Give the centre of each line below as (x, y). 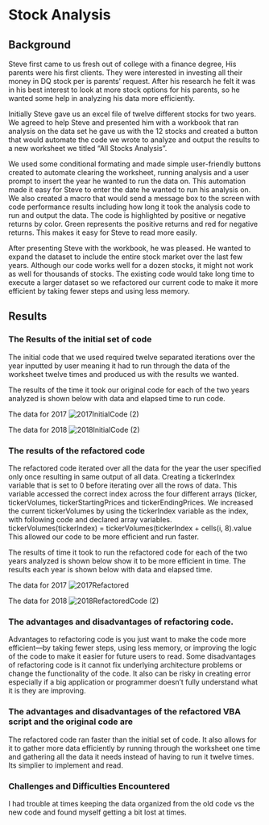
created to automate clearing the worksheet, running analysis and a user (129, 172)
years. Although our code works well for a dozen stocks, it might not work (131, 265)
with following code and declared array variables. (90, 519)
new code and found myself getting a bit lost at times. (97, 812)
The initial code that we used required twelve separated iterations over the (132, 357)
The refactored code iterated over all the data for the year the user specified (135, 468)
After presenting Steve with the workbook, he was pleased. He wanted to (130, 248)
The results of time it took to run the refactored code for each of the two (128, 552)
